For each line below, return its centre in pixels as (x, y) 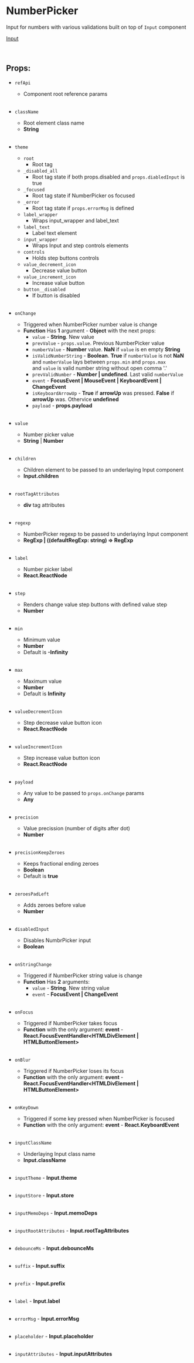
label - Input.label (37, 1301)
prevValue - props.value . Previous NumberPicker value (98, 343)
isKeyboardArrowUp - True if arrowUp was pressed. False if (103, 393)
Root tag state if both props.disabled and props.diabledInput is (108, 177)
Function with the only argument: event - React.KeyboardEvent (101, 1125)
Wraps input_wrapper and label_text (75, 220)
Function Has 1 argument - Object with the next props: (90, 331)
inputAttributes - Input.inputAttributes (63, 1354)
